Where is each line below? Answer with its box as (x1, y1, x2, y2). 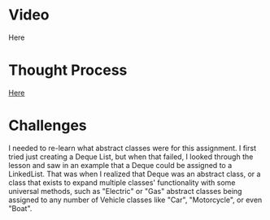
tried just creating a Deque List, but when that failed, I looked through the (8, 152, 254, 162)
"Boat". (8, 203, 33, 213)
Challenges (8, 116, 87, 135)
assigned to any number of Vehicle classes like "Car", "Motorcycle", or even (8, 195, 263, 205)
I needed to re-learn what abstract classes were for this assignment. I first (8, 143, 256, 153)
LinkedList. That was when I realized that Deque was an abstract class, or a (8, 169, 261, 179)
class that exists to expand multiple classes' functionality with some (8, 177, 236, 188)
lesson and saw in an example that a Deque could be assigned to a (8, 160, 233, 170)
